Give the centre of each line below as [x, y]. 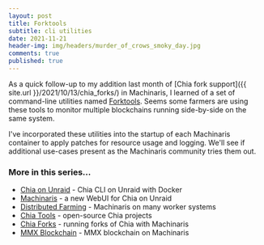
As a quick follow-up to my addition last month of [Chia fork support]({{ [128, 84]
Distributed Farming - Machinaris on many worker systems [118, 207]
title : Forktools [38, 23]
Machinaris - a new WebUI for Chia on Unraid [96, 198]
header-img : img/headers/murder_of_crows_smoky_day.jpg [104, 46]
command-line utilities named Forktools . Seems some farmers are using [128, 101]
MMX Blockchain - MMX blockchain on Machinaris [104, 233]
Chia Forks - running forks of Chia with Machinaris [104, 224]
